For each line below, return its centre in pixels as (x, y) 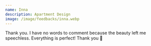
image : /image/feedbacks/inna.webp (42, 19)
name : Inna (17, 10)
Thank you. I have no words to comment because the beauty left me (76, 33)
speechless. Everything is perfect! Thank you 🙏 (54, 38)
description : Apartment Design (38, 14)
